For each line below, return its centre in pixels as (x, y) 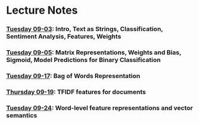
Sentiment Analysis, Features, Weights (64, 36)
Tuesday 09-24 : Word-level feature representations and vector (99, 108)
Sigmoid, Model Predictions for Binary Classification (83, 60)
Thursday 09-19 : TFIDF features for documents (76, 92)
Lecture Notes (42, 10)
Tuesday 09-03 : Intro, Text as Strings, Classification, (85, 29)
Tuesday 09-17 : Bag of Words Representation (73, 76)
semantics (22, 115)
